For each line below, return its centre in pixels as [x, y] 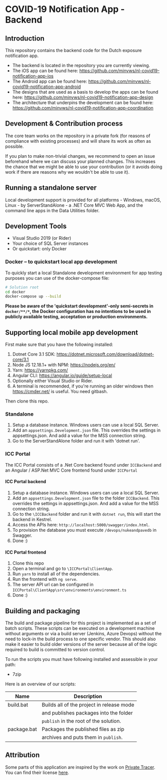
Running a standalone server [51, 188]
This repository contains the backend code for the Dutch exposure [74, 50]
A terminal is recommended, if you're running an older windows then [83, 386]
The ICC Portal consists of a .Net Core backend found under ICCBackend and [83, 465]
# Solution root [22, 287]
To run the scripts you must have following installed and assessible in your [82, 659]
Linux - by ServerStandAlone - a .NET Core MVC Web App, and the [74, 205]
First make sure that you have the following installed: [59, 344]
